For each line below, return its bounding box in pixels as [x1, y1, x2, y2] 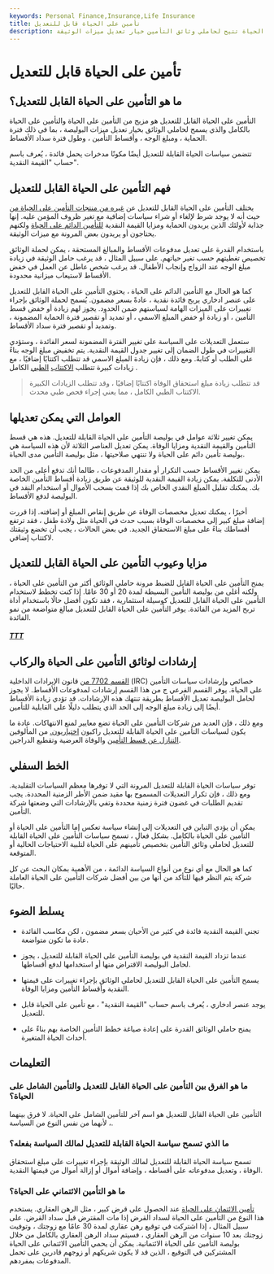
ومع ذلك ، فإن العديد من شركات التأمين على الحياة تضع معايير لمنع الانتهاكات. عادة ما [9, 718, 263, 728]
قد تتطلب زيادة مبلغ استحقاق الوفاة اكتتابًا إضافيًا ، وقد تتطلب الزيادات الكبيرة [28, 378, 260, 388]
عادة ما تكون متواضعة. [20, 935, 89, 945]
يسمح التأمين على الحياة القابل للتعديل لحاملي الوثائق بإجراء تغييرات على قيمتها [20, 975, 259, 984]
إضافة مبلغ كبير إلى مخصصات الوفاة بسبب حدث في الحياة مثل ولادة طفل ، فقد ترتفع [9, 516, 265, 525]
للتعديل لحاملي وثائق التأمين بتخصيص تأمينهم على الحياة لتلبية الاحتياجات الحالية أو [9, 840, 254, 849]
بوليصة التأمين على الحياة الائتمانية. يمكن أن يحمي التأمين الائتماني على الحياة [9, 1238, 241, 1249]
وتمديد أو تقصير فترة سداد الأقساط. [9, 321, 117, 330]
